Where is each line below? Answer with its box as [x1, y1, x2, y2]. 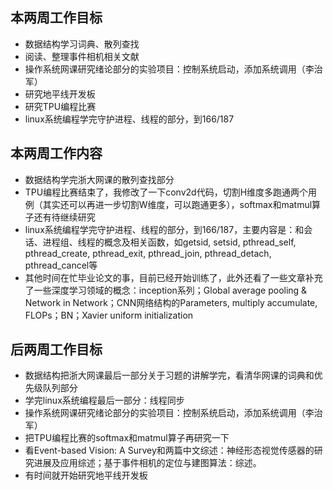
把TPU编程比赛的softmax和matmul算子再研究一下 [24, 432, 230, 444]
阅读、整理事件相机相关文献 [24, 50, 140, 62]
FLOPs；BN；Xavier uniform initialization [24, 309, 194, 321]
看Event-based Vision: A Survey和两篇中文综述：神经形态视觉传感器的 [24, 444, 315, 457]
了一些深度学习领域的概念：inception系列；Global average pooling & [24, 284, 308, 296]
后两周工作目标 [10, 341, 103, 358]
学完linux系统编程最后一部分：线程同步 [24, 394, 185, 407]
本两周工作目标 [10, 9, 103, 27]
